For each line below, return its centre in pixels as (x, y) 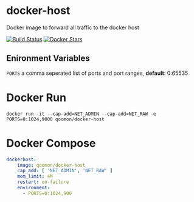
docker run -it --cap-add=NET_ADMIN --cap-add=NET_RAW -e (81, 114)
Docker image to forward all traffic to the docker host (73, 27)
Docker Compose (51, 143)
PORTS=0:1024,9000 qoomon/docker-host (55, 119)
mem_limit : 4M (35, 176)
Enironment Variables (48, 58)
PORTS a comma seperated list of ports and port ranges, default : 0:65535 (97, 73)
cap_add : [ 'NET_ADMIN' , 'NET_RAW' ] (65, 171)
